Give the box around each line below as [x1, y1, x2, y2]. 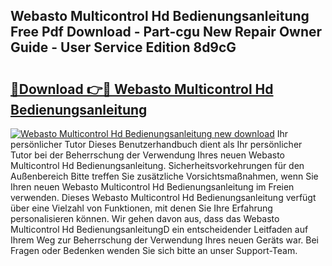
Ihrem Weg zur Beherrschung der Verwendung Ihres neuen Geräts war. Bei [10, 234, 319, 246]
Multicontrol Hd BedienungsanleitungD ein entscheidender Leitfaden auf [10, 224, 309, 235]
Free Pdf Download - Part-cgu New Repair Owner [10, 24, 323, 41]
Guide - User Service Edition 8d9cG [10, 39, 237, 56]
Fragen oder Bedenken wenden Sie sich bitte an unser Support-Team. [10, 245, 298, 256]
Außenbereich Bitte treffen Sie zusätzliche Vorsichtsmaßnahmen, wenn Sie [10, 170, 319, 182]
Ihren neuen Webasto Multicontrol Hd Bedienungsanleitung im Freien [10, 181, 295, 193]
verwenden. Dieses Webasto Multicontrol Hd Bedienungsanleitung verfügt [10, 192, 317, 203]
